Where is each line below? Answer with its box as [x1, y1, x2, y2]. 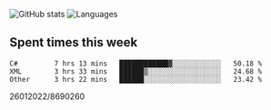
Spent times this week [9, 35, 138, 50]
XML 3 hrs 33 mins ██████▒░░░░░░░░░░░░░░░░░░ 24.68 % [9, 66, 262, 76]
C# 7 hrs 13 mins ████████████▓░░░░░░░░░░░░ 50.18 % [9, 59, 262, 68]
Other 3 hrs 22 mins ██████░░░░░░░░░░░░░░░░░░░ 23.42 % [9, 75, 262, 84]
